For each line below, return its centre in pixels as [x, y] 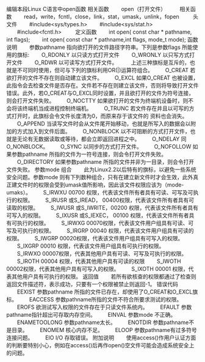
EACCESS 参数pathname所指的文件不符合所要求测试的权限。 [106, 299]
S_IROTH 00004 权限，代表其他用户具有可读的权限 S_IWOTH [99, 261]
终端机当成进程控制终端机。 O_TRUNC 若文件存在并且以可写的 [106, 108]
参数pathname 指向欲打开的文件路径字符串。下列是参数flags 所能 [111, 47]
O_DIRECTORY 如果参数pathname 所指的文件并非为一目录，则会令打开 [105, 162]
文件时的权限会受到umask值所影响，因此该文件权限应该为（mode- [100, 185]
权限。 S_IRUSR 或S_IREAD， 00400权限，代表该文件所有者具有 [103, 200]
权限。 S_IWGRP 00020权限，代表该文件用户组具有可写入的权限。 [95, 238]
